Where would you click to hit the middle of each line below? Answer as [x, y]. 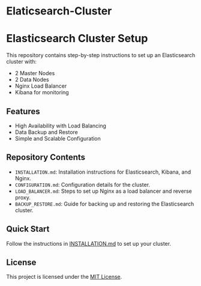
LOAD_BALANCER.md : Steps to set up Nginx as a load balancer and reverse [103, 191]
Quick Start [28, 229]
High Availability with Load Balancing [61, 126]
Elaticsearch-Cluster [59, 11]
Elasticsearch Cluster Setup [77, 39]
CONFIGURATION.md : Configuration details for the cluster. [82, 184]
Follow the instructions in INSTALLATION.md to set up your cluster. [89, 243]
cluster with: [22, 62]
